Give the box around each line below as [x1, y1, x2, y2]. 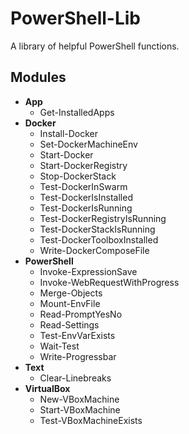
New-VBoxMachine [39, 393, 120, 405]
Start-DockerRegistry [39, 159, 128, 171]
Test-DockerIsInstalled [39, 191, 133, 203]
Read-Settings [39, 318, 100, 331]
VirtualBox [24, 382, 71, 394]
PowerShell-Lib [10, 7, 141, 30]
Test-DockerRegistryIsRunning [39, 212, 167, 224]
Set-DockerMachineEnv [39, 138, 138, 150]
